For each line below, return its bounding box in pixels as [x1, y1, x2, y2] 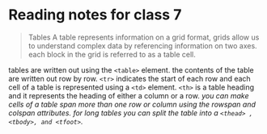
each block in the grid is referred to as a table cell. [28, 49, 196, 59]
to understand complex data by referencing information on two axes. [28, 40, 257, 50]
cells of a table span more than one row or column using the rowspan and [8, 99, 256, 109]
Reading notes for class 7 [8, 6, 182, 24]
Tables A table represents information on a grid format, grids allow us [28, 32, 260, 42]
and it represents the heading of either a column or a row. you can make [8, 90, 249, 100]
